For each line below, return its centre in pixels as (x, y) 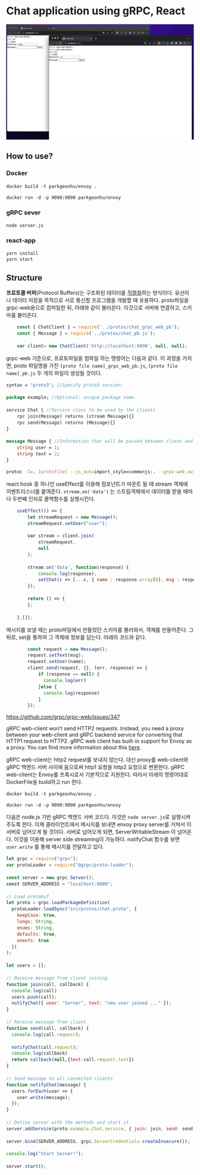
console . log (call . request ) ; (46, 1035)
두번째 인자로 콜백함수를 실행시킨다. (54, 499)
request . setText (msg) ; (56, 655)
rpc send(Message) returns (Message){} (66, 423)
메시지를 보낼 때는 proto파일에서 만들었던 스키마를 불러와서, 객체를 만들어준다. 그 (100, 630)
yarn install (22, 254)
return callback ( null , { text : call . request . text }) (73, 1060)
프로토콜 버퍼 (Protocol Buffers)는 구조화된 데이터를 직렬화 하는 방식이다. (90, 293)
